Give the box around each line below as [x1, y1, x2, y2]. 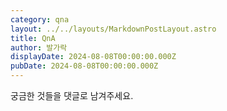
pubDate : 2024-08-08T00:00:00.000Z [10, 61, 159, 71]
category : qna [10, 14, 70, 25]
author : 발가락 [10, 42, 68, 53]
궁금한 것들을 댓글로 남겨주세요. [10, 90, 134, 101]
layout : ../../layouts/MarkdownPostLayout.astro [10, 24, 217, 34]
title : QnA [10, 33, 56, 43]
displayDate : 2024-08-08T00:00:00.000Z [10, 52, 177, 62]
